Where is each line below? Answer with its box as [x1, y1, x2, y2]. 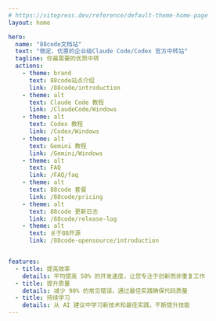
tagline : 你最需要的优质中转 [15, 55, 99, 63]
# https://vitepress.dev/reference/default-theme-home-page [8, 11, 209, 20]
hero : [8, 33, 26, 41]
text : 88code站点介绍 [28, 76, 95, 85]
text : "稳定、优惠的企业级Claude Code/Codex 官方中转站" [15, 48, 188, 56]
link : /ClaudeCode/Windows [28, 106, 117, 114]
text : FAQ [28, 164, 61, 172]
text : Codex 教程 [28, 121, 84, 128]
